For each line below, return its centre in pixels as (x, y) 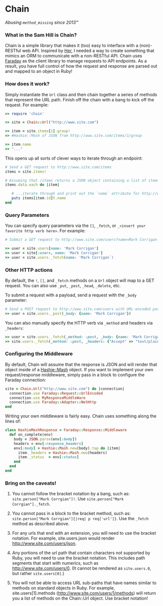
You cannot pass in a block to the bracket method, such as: (71, 513)
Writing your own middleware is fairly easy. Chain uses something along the (81, 416)
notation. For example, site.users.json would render (63, 538)
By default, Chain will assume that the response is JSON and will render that (81, 364)
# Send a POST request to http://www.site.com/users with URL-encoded (78, 309)
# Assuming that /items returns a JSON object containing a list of (76, 180)
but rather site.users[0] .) (38, 573)
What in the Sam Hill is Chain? (41, 35)
